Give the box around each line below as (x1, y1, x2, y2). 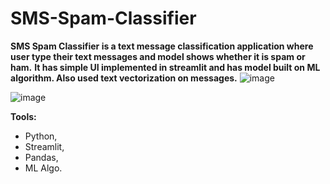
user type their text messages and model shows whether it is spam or (10, 50, 306, 62)
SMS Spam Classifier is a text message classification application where (10, 40, 314, 52)
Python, (24, 130, 58, 142)
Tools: (10, 110, 37, 122)
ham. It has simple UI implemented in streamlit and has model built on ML (10, 61, 321, 73)
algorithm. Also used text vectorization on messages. (10, 72, 238, 84)
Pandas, (24, 151, 59, 163)
